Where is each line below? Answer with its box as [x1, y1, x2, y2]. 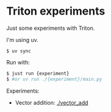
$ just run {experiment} [6, 70, 70, 77]
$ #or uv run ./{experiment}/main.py [6, 76, 102, 82]
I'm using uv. [6, 36, 38, 43]
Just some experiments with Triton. [6, 24, 95, 32]
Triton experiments [6, 4, 106, 18]
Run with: [6, 58, 30, 66]
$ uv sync [6, 47, 32, 54]
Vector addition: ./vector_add [15, 99, 88, 106]
